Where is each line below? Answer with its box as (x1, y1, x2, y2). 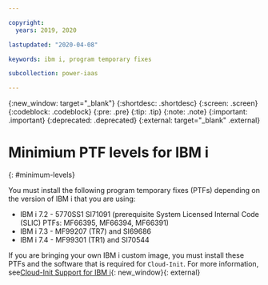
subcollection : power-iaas (8, 70, 98, 78)
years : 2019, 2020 (15, 26, 78, 34)
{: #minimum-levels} (8, 170, 76, 180)
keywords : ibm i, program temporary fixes (8, 55, 152, 63)
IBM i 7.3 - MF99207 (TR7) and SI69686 (19, 227, 152, 236)
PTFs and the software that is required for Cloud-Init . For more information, (8, 259, 259, 269)
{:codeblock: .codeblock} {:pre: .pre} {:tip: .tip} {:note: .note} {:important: (8, 107, 248, 117)
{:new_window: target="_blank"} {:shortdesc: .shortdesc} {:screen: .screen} (8, 98, 258, 108)
